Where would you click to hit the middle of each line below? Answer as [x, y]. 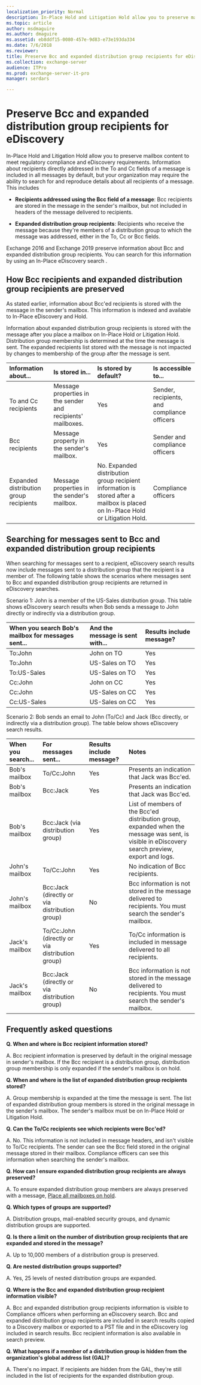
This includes [23, 188]
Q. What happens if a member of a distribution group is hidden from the [97, 1351]
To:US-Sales [28, 672]
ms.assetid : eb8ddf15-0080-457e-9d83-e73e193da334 [71, 40]
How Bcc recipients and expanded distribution [94, 280]
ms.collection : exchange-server [46, 62]
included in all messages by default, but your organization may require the [98, 175]
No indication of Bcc [157, 866]
